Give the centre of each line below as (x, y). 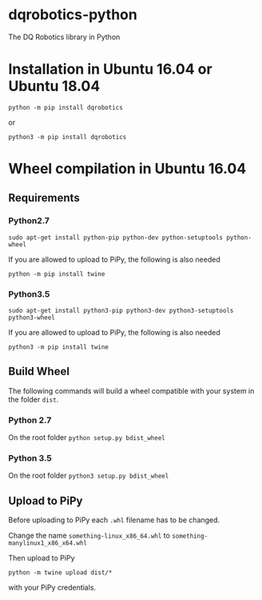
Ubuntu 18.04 (54, 86)
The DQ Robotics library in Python (64, 37)
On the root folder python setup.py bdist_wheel (87, 438)
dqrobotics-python (73, 15)
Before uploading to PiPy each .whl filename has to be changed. (114, 520)
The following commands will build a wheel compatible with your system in (131, 390)
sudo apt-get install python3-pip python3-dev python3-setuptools (121, 311)
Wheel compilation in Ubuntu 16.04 (127, 169)
